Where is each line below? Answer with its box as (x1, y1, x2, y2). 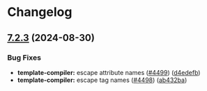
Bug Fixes (7, 53, 42, 63)
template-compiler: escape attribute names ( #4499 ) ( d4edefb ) (17, 68, 201, 76)
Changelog (7, 4, 72, 20)
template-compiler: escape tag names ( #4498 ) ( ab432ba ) (17, 76, 187, 84)
